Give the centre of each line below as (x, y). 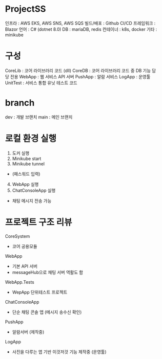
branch (20, 103)
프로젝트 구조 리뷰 (39, 222)
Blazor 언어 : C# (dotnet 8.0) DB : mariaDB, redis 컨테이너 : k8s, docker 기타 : (81, 29)
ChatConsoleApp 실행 (34, 190)
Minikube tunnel (28, 164)
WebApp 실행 (25, 184)
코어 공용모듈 (25, 246)
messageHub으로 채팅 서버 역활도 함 (48, 272)
